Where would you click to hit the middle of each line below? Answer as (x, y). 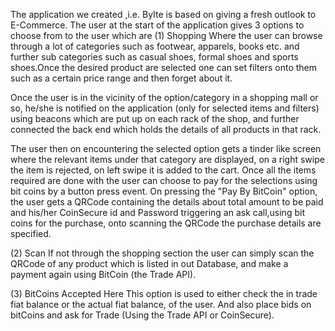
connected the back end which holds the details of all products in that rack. (166, 129)
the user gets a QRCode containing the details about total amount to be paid (167, 202)
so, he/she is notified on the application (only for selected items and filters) (165, 108)
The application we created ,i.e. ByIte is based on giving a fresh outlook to (163, 14)
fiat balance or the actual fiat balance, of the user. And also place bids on (161, 304)
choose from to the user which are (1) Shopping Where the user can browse (166, 35)
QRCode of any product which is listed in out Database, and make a (149, 263)
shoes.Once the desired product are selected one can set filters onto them (164, 67)
